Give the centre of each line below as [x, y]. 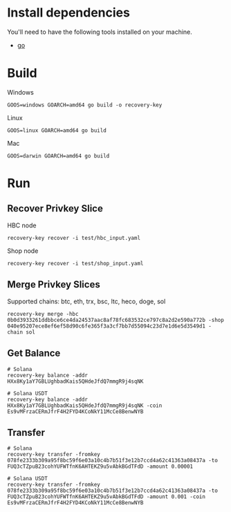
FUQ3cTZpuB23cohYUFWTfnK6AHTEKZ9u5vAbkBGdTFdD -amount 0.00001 [100, 467]
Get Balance [34, 353]
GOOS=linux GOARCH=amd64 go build [57, 130]
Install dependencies [68, 13]
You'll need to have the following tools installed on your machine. [100, 32]
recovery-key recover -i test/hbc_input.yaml [74, 238]
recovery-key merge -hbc [43, 314]
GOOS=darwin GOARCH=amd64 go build [58, 156]
